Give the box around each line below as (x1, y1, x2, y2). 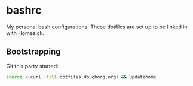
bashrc (6, 4, 42, 17)
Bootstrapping (6, 47, 61, 57)
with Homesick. (6, 29, 45, 36)
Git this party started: (6, 62, 59, 69)
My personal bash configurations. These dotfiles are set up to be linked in (6, 23, 188, 30)
